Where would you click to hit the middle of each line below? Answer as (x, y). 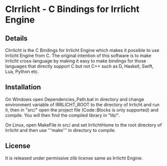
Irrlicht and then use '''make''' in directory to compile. (61, 130)
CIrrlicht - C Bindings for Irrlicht (72, 9)
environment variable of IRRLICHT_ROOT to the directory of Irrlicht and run (82, 104)
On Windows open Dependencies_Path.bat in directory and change (75, 99)
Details (16, 38)
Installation (23, 87)
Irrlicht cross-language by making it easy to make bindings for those (76, 61)
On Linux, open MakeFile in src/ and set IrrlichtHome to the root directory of (83, 125)
